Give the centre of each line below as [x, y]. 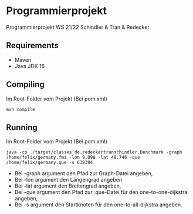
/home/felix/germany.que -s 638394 [50, 163]
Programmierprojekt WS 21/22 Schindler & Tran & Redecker [78, 27]
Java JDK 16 [30, 66]
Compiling [26, 84]
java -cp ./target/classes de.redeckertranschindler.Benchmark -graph [94, 152]
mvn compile [21, 109]
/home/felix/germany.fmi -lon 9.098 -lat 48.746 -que [73, 158]
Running [22, 127]
